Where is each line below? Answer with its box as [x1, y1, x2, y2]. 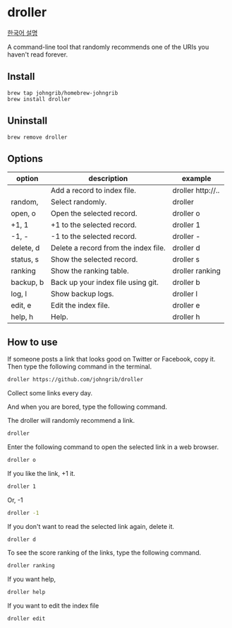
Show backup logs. [50, 289, 114, 299]
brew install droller [7, 95, 71, 103]
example [181, 174, 212, 184]
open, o [11, 209, 37, 219]
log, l [11, 289, 27, 299]
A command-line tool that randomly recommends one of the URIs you [7, 42, 209, 51]
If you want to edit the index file [7, 602, 99, 610]
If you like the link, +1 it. [7, 469, 75, 477]
